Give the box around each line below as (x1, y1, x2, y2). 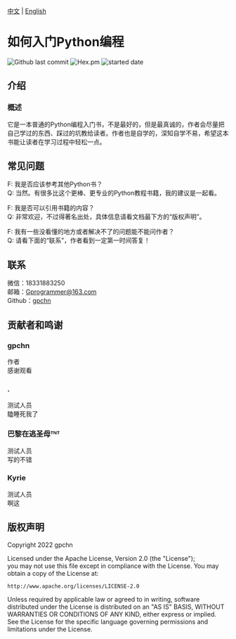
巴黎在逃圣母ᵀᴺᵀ (7, 429, 60, 439)
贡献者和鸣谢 (7, 319, 63, 331)
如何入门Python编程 (7, 34, 124, 50)
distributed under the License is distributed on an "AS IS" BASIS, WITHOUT (7, 602, 225, 611)
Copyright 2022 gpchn (7, 541, 74, 549)
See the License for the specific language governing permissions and (7, 617, 209, 626)
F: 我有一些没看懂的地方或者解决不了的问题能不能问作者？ (7, 228, 175, 236)
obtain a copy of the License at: (7, 569, 99, 577)
